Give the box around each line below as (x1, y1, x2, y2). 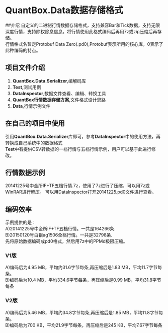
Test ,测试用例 (12, 84, 41, 90)
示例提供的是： (5, 219, 36, 225)
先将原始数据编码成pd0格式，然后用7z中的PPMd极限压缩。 (5, 238, 128, 244)
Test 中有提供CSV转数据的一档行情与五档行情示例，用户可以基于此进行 (5, 146, 152, 152)
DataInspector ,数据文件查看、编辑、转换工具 (12, 90, 107, 96)
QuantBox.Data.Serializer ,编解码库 (12, 77, 87, 84)
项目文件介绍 (5, 63, 45, 72)
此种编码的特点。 (5, 47, 41, 53)
